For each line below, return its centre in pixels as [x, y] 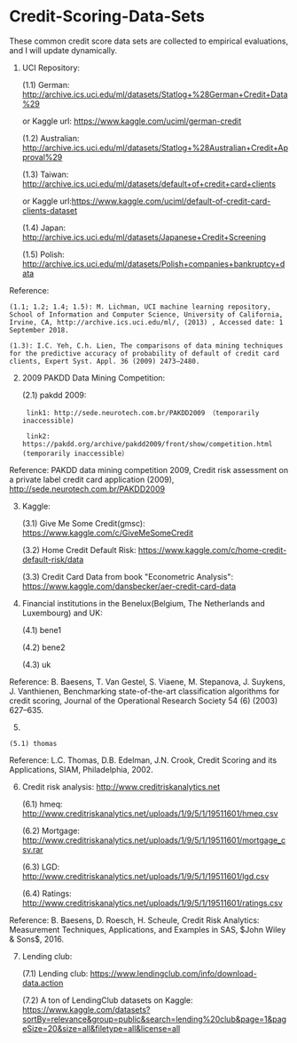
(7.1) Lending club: [55, 973]
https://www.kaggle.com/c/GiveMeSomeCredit [107, 533]
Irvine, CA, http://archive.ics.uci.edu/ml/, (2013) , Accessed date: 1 [146, 322]
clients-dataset [50, 210]
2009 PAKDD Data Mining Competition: [94, 377]
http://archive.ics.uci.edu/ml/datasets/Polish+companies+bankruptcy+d [153, 263]
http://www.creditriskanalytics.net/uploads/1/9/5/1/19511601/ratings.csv [152, 903]
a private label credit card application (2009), [92, 479]
